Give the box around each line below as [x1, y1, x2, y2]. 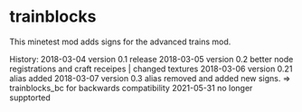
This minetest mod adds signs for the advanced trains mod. [9, 36, 231, 47]
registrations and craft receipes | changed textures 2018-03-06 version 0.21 [9, 63, 293, 74]
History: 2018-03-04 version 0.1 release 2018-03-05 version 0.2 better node [9, 53, 294, 64]
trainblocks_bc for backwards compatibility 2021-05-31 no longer [9, 82, 253, 93]
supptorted [9, 92, 52, 103]
